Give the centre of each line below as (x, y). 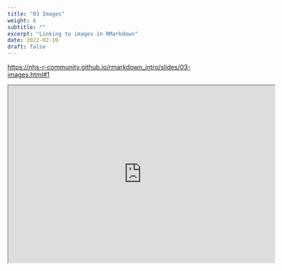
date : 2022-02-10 (33, 40)
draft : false (27, 47)
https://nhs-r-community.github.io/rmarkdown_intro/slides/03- (99, 67)
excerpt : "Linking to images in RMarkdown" (73, 34)
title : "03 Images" (36, 14)
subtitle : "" (27, 27)
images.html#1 (28, 74)
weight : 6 (22, 21)
